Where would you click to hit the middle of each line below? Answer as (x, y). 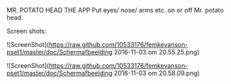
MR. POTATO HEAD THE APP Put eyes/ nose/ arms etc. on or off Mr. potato (115, 10)
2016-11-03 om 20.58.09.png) (157, 73)
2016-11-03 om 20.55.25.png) (157, 52)
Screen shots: (27, 31)
